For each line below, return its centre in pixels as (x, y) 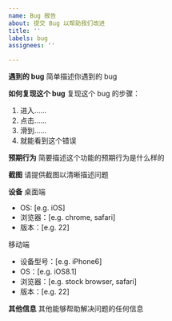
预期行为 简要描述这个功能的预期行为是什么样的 (86, 158)
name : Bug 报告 (32, 16)
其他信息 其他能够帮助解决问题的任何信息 (76, 309)
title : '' (25, 30)
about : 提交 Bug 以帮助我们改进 (57, 23)
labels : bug (28, 38)
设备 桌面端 (27, 192)
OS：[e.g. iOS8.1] (48, 272)
